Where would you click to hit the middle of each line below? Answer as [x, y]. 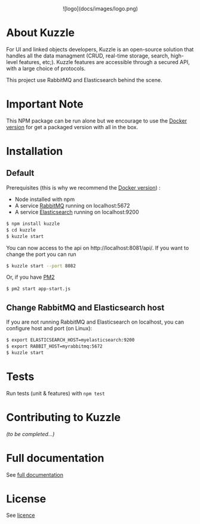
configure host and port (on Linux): [49, 328]
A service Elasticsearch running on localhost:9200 [77, 212]
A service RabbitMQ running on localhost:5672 [72, 205]
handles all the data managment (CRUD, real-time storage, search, [88, 56]
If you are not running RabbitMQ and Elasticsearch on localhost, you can [95, 322]
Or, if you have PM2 [30, 277]
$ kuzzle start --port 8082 [41, 266]
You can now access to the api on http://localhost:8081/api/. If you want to [98, 248]
